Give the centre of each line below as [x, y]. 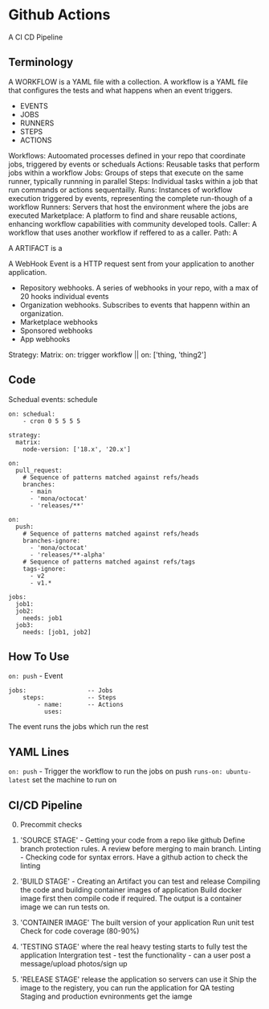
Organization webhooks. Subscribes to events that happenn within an [135, 305]
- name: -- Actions [81, 705]
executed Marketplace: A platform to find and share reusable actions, [123, 215]
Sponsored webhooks [56, 330]
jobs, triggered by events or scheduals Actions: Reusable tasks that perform [134, 164]
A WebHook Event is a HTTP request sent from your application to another [131, 264]
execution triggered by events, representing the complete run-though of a [130, 198]
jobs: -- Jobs [61, 691]
